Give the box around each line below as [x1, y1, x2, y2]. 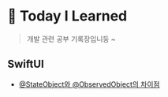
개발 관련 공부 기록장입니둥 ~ [26, 34, 116, 43]
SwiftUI [7, 58, 44, 71]
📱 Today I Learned [7, 7, 128, 25]
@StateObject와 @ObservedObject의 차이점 [18, 79, 160, 89]
